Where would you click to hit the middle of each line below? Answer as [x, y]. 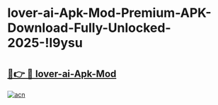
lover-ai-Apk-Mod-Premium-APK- [109, 13]
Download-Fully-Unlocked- [89, 28]
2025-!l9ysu [45, 43]
